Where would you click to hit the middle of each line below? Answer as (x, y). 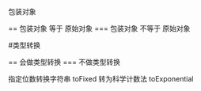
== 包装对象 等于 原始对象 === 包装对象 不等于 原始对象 (99, 28)
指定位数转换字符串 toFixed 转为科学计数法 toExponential (101, 79)
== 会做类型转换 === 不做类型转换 (64, 62)
